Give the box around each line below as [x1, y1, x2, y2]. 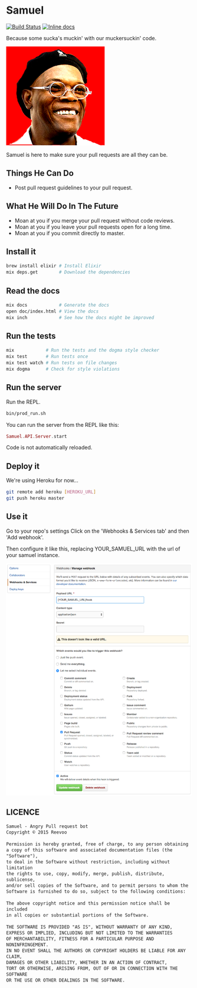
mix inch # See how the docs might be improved [6, 314, 155, 320]
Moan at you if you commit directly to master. [14, 229, 125, 237]
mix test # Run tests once [6, 353, 88, 360]
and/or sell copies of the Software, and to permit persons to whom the [6, 883, 189, 889]
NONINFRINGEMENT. [6, 942, 49, 948]
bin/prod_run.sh [6, 410, 46, 416]
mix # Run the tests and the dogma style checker [6, 347, 160, 353]
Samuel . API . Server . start [6, 433, 67, 439]
